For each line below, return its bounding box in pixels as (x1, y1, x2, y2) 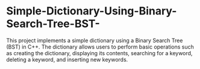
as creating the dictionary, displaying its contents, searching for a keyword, (6, 49, 193, 56)
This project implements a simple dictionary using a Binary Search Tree (6, 37, 183, 44)
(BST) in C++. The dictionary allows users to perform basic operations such (6, 43, 195, 50)
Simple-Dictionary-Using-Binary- (6, 4, 177, 18)
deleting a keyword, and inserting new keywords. (6, 56, 128, 63)
